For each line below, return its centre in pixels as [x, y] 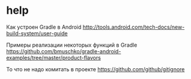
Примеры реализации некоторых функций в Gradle [72, 45]
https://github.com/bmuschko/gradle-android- [64, 51]
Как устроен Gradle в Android [44, 27]
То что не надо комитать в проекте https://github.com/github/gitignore [95, 69]
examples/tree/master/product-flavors [53, 57]
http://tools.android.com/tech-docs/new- [134, 27]
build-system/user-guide [37, 33]
